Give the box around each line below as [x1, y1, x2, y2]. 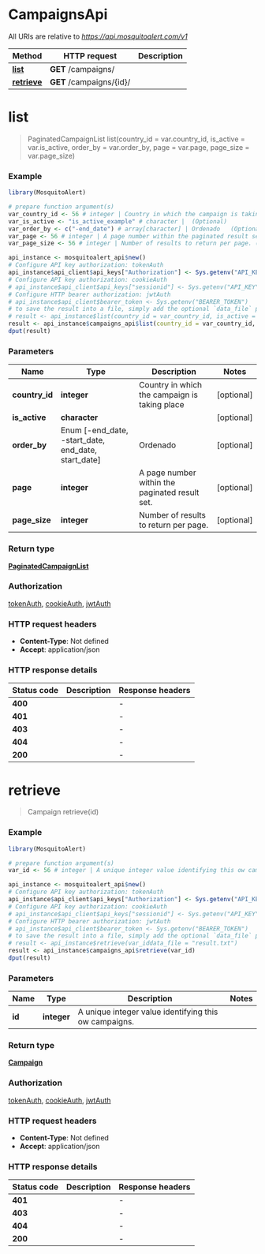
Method [12, 50, 43, 61]
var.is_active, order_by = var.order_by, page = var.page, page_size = [27, 142, 250, 152]
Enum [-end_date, [60, 425, 129, 436]
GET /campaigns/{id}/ [50, 77, 131, 88]
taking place [139, 399, 185, 410]
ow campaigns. [77, 1016, 135, 1028]
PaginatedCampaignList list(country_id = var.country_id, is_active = [27, 134, 246, 144]
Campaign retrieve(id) [27, 807, 99, 817]
